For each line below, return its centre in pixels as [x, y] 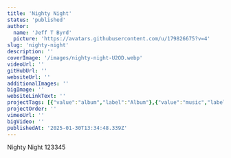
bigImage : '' [26, 90]
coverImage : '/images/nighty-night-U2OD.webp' [75, 58]
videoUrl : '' [26, 64]
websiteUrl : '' [29, 77]
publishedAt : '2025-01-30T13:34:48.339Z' [67, 128]
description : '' [30, 52]
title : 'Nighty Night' [40, 13]
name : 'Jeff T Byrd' [43, 32]
